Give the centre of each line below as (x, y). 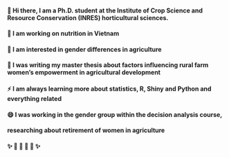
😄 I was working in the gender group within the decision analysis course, (115, 114)
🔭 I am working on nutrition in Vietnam (63, 34)
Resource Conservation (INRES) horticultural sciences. (88, 17)
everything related (35, 98)
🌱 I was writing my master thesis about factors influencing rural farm (108, 65)
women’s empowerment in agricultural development (84, 73)
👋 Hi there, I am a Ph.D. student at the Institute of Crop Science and (105, 10)
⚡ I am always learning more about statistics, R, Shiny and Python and (109, 89)
